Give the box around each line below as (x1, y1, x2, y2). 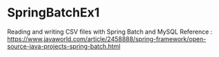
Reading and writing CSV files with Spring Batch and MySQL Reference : (7, 27, 213, 36)
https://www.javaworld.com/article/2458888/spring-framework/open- (7, 34, 207, 43)
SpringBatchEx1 (7, 5, 100, 21)
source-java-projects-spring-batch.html (7, 42, 121, 50)
